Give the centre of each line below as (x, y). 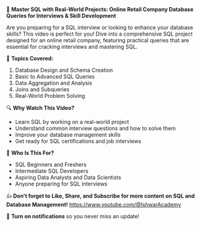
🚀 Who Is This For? (30, 153)
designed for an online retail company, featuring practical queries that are (98, 40)
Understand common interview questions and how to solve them (95, 128)
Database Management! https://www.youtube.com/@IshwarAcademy (94, 205)
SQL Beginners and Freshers (51, 164)
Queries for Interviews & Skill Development (61, 16)
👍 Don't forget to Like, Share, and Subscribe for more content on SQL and (101, 196)
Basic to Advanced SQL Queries (55, 76)
